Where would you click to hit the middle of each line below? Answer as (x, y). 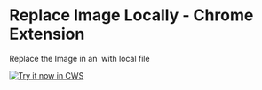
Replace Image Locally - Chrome (131, 15)
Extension (47, 34)
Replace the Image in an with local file (79, 58)
